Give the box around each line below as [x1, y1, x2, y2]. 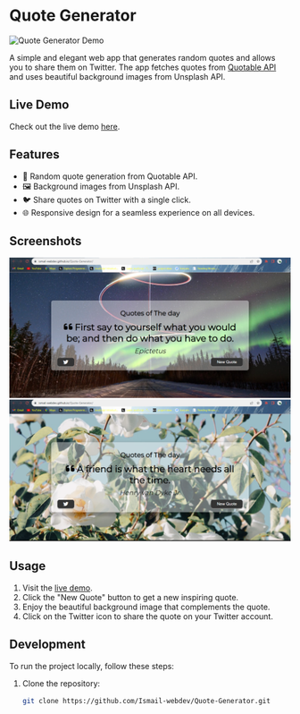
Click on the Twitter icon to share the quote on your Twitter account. [21, 610, 274, 622]
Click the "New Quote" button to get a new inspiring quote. [21, 591, 239, 602]
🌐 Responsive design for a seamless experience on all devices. [21, 207, 255, 217]
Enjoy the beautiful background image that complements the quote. [21, 601, 271, 612]
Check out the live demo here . [9, 121, 121, 132]
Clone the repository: [21, 677, 101, 689]
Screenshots [9, 234, 82, 249]
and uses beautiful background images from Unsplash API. [9, 71, 226, 81]
